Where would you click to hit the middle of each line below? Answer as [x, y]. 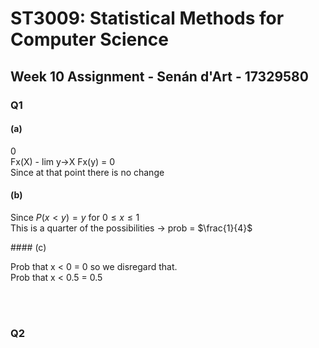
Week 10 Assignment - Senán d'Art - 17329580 [159, 76]
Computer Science [89, 39]
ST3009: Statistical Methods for [147, 18]
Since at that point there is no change [87, 172]
